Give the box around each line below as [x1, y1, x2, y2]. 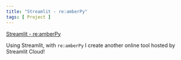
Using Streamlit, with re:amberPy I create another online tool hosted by [6, 42, 176, 49]
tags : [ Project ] [6, 14, 51, 20]
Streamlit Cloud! [6, 48, 45, 55]
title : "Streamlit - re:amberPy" [6, 8, 88, 15]
